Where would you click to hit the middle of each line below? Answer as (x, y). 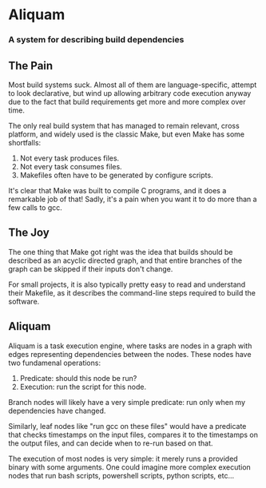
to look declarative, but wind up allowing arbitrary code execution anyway (130, 93)
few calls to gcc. (35, 207)
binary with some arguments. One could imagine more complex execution (130, 467)
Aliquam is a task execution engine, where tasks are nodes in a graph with (130, 346)
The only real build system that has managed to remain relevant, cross (124, 125)
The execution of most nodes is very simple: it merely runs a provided (123, 458)
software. (24, 301)
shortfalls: (25, 142)
